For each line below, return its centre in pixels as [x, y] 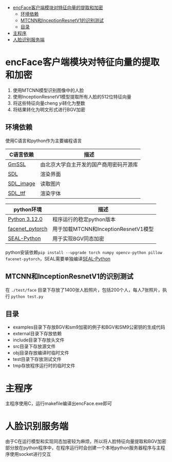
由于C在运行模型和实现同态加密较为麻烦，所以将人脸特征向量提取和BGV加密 [86, 441]
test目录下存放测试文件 [37, 359]
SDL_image [22, 183]
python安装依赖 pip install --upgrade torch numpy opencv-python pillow [84, 252]
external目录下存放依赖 [37, 334]
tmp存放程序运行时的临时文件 [44, 365]
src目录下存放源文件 [34, 346]
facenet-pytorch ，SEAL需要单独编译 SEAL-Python [58, 259]
